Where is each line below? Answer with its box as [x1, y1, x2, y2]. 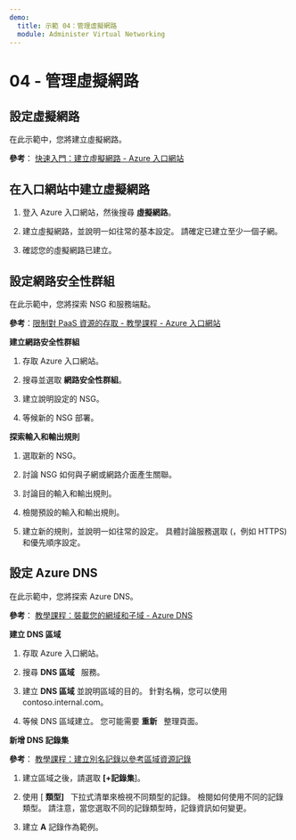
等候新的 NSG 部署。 [21, 412, 99, 423]
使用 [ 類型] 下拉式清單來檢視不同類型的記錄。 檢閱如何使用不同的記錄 [21, 791, 284, 802]
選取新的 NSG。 [21, 451, 81, 461]
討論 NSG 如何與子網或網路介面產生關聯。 [21, 469, 177, 479]
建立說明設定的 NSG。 [21, 394, 104, 404]
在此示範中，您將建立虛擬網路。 [9, 135, 127, 145]
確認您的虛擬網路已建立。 [21, 245, 117, 256]
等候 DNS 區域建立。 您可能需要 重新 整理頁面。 [21, 715, 203, 726]
